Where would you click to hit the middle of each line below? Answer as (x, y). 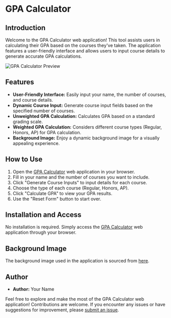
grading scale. (28, 121)
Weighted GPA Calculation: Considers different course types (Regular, (87, 127)
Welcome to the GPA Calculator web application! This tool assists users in (83, 40)
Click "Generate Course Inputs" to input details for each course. (80, 182)
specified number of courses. (44, 111)
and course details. (33, 100)
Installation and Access (43, 215)
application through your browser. (41, 232)
